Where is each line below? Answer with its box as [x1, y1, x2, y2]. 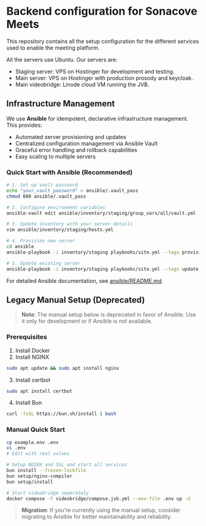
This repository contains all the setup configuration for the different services [6, 37, 199, 45]
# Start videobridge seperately [6, 490, 89, 496]
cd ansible [6, 244, 34, 250]
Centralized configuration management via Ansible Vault [15, 140, 158, 147]
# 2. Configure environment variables [6, 204, 105, 211]
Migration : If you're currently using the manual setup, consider [21, 506, 181, 514]
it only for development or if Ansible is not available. [21, 317, 153, 325]
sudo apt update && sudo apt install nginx [6, 365, 120, 371]
